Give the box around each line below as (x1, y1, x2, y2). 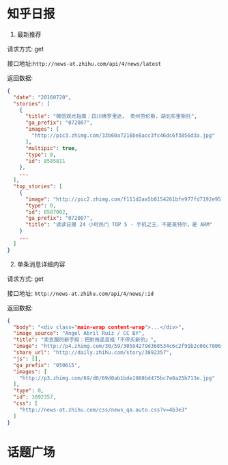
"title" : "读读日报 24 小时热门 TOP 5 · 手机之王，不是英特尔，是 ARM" (25, 221, 213, 228)
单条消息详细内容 (16, 260, 66, 268)
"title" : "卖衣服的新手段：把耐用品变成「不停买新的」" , (13, 336, 157, 343)
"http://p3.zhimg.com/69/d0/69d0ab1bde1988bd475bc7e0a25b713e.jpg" (19, 375, 215, 381)
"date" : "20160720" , (13, 94, 72, 101)
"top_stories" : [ (13, 183, 63, 190)
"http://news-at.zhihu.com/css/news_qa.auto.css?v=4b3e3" (19, 406, 188, 413)
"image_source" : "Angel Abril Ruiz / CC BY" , (13, 330, 145, 337)
